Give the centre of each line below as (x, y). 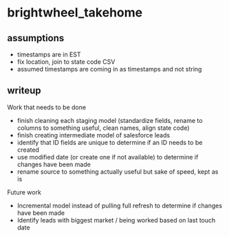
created (28, 150)
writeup (24, 91)
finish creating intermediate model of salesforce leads (94, 135)
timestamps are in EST (49, 54)
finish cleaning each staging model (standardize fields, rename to (110, 120)
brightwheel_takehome (75, 13)
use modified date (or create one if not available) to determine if (108, 157)
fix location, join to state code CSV (66, 62)
